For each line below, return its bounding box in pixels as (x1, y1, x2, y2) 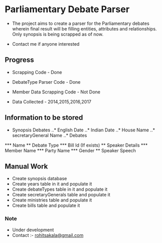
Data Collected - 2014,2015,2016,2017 (12, 98, 92, 105)
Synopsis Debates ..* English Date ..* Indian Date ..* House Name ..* (12, 127, 155, 133)
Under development (12, 227, 54, 233)
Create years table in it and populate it (12, 181, 92, 187)
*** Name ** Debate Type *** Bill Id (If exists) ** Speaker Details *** (5, 142, 148, 148)
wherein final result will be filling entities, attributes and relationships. (12, 25, 157, 31)
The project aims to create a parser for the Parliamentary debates (12, 20, 150, 26)
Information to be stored (5, 113, 83, 122)
